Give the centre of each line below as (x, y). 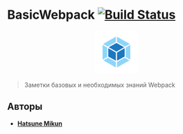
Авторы (25, 107)
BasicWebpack (51, 15)
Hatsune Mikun (40, 123)
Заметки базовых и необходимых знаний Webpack (99, 85)
